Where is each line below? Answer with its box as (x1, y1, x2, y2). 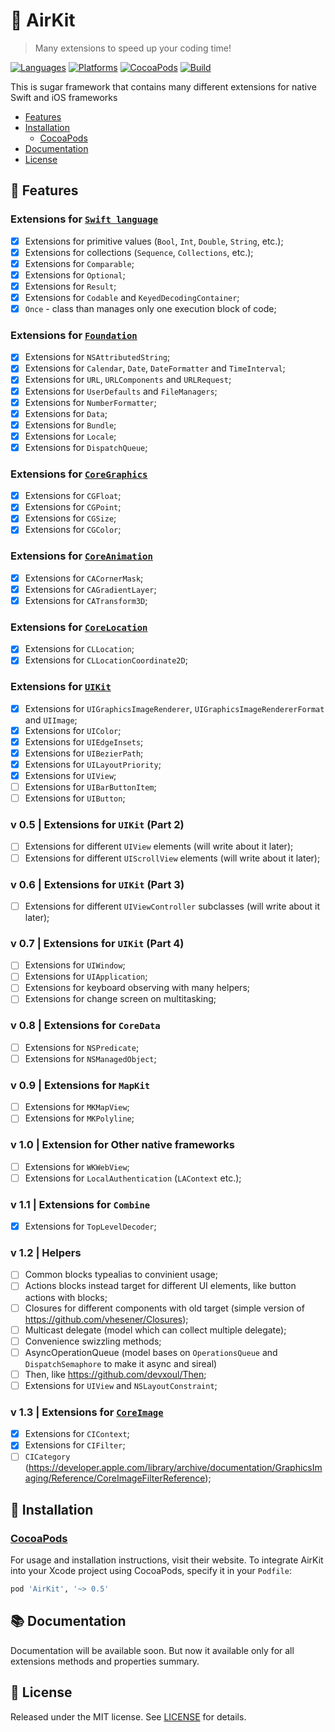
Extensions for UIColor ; (24, 724, 122, 736)
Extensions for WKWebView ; (24, 1160, 130, 1173)
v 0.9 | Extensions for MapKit (10, 1078, 151, 1092)
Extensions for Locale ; (24, 430, 117, 442)
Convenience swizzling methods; (24, 1335, 162, 1347)
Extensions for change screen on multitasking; (24, 993, 217, 1005)
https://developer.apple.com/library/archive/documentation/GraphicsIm (28, 1462, 323, 1474)
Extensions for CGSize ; (24, 512, 117, 524)
